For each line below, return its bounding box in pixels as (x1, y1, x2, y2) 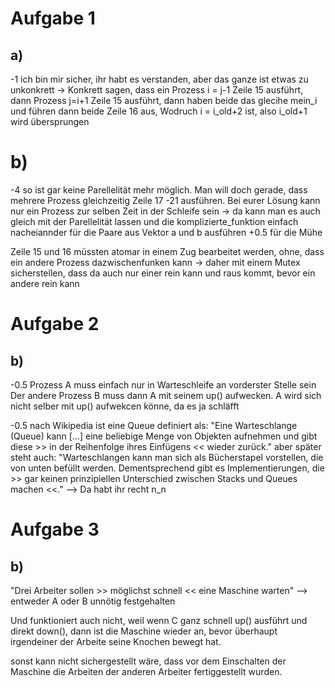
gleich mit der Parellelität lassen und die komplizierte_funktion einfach (10, 215, 299, 227)
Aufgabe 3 (10, 518, 100, 541)
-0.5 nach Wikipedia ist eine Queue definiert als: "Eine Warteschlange (10, 419, 298, 431)
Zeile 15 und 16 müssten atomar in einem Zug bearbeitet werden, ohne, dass (10, 245, 325, 257)
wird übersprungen (10, 116, 90, 127)
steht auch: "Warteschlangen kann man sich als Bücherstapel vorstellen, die (10, 451, 324, 463)
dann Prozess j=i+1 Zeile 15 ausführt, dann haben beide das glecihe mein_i (10, 95, 318, 106)
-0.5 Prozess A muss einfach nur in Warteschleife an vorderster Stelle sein (10, 378, 317, 391)
